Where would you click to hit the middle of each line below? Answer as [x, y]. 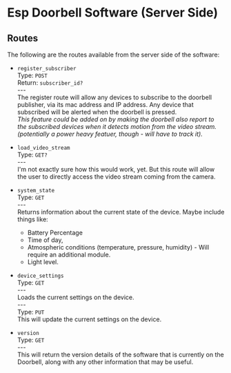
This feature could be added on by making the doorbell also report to [115, 119]
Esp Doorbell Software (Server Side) [113, 13]
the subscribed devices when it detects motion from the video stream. [117, 127]
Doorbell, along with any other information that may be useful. [105, 362]
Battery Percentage [55, 233]
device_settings [40, 276]
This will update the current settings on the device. [89, 319]
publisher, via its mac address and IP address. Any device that [106, 104]
